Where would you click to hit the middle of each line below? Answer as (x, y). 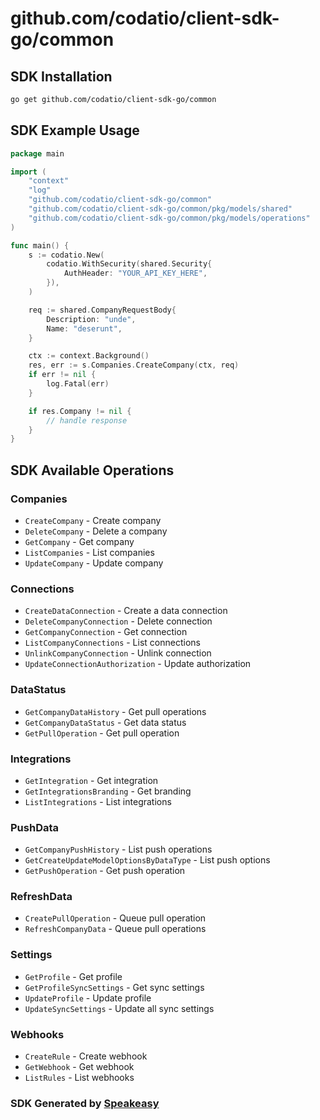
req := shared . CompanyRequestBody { (102, 310)
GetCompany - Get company (79, 541)
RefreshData (41, 897)
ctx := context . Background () (89, 356)
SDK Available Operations (92, 470)
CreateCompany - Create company (93, 520)
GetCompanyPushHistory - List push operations (118, 849)
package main (37, 153)
